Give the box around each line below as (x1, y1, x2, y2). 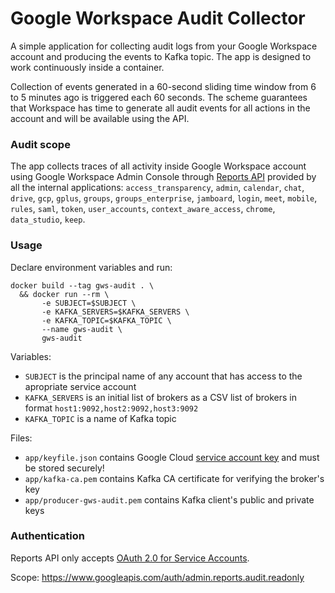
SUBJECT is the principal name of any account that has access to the (24, 370, 303, 382)
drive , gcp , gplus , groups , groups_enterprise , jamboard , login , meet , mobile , (10, 192, 318, 204)
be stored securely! (24, 462, 105, 474)
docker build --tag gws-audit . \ (10, 280, 155, 291)
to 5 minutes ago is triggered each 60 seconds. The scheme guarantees (10, 91, 308, 103)
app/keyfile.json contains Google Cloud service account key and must (24, 451, 320, 463)
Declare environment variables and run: (10, 261, 173, 273)
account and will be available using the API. (10, 112, 190, 124)
